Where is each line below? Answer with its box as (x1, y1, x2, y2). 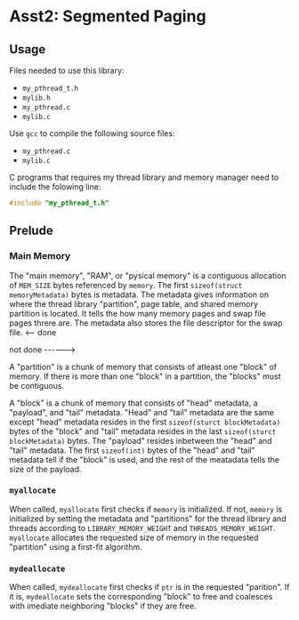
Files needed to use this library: (9, 65, 125, 76)
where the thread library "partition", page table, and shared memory (9, 298, 259, 309)
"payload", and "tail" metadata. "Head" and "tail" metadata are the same (9, 407, 274, 417)
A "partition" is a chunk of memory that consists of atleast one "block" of (9, 361, 278, 372)
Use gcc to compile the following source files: (9, 128, 175, 139)
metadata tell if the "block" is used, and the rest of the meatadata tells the (9, 454, 280, 464)
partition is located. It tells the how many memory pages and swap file (9, 308, 267, 318)
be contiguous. (9, 380, 65, 391)
